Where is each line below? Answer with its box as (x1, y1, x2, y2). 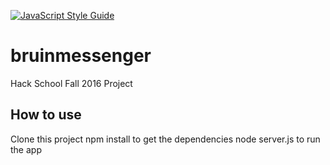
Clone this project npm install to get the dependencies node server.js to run (10, 133, 321, 145)
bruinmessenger (10, 45, 152, 67)
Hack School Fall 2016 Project (10, 77, 133, 89)
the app (10, 143, 42, 155)
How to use (10, 106, 82, 124)
